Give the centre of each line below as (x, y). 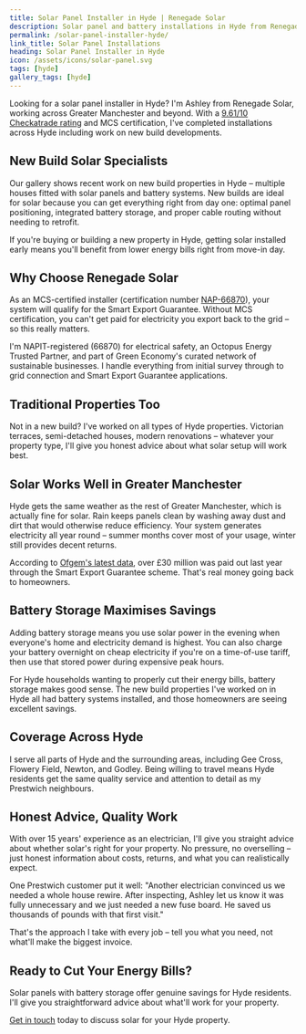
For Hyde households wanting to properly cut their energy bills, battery (143, 679)
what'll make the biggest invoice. (71, 942)
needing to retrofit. (45, 222)
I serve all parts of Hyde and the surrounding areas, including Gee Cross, (147, 759)
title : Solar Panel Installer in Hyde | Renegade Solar (117, 18)
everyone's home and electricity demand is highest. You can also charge (146, 642)
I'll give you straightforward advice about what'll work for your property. (144, 1003)
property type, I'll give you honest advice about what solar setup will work (148, 446)
